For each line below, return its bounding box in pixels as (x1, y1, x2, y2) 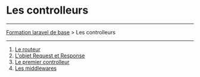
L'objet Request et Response (14, 52, 85, 59)
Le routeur (14, 46, 40, 53)
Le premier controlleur (14, 58, 70, 65)
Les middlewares (14, 65, 57, 72)
